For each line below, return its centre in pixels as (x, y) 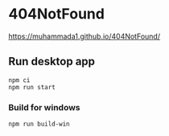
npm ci (19, 80)
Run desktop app (52, 62)
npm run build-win (39, 124)
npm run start (32, 87)
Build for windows (44, 107)
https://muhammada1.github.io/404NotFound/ (84, 36)
